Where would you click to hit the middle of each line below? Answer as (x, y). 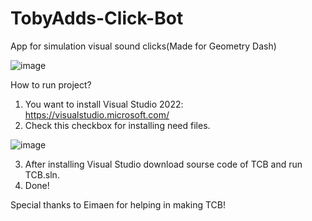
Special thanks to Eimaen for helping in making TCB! (118, 204)
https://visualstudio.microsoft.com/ (97, 114)
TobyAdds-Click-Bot (97, 18)
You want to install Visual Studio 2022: (104, 104)
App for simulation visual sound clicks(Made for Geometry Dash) (143, 46)
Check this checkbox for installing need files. (117, 125)
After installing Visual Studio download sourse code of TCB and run (163, 164)
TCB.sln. (42, 174)
